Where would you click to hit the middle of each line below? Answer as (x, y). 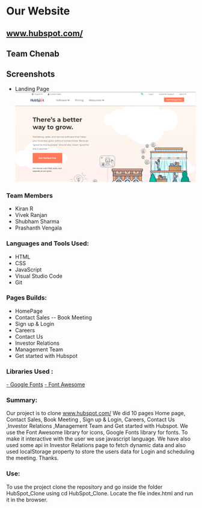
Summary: (22, 400)
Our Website (38, 11)
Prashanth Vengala (38, 228)
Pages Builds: (26, 298)
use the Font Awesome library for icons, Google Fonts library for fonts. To (97, 433)
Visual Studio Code (39, 276)
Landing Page (32, 89)
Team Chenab (33, 53)
